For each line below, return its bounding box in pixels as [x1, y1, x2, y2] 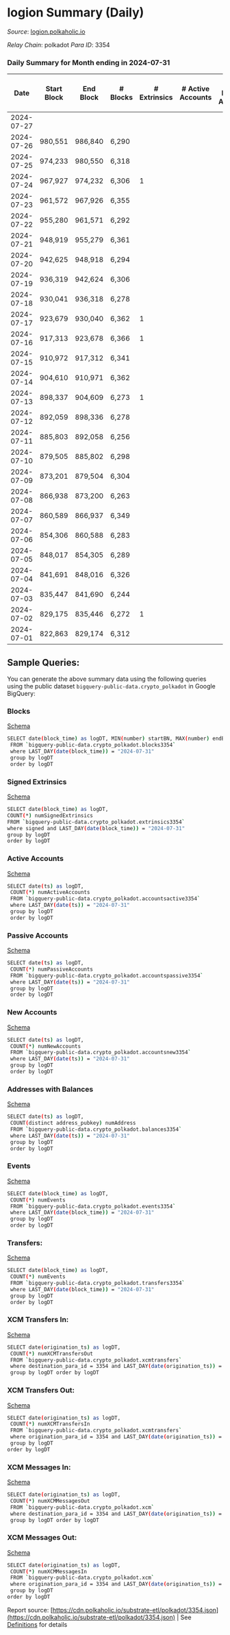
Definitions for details [7, 1620, 68, 1628]
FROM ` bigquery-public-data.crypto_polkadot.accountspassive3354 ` [10, 972, 204, 979]
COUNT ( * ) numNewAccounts [10, 1043, 81, 1049]
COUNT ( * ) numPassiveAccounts [10, 966, 94, 973]
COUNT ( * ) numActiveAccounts [10, 889, 90, 896]
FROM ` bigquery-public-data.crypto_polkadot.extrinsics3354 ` [7, 819, 186, 825]
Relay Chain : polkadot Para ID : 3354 [7, 40, 111, 49]
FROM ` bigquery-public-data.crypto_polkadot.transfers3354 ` [10, 1280, 186, 1287]
